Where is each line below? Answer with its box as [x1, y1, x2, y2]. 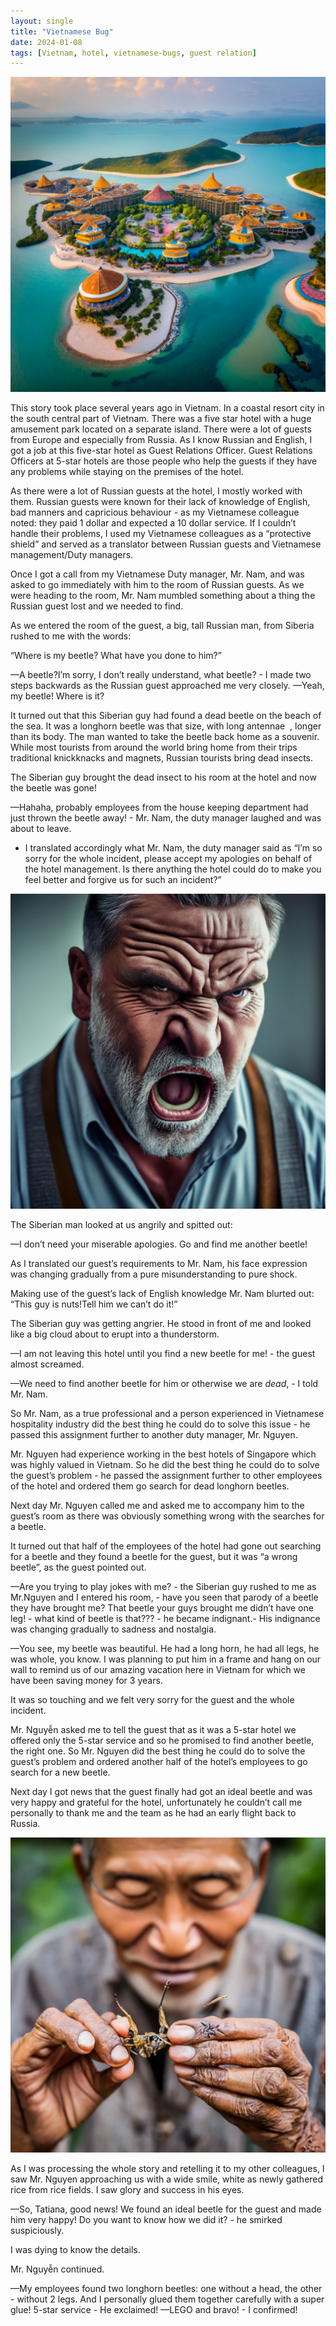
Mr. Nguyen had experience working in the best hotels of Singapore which [10, 1448, 317, 1460]
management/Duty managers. [10, 549, 134, 561]
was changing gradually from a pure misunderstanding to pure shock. [10, 1268, 298, 1280]
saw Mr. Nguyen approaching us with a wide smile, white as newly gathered [10, 2173, 324, 2185]
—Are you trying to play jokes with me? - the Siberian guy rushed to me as [10, 1581, 317, 1593]
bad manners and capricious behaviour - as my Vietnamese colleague [10, 506, 300, 519]
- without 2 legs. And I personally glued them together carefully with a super [10, 2293, 325, 2305]
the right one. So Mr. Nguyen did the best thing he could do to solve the [10, 1745, 306, 1757]
